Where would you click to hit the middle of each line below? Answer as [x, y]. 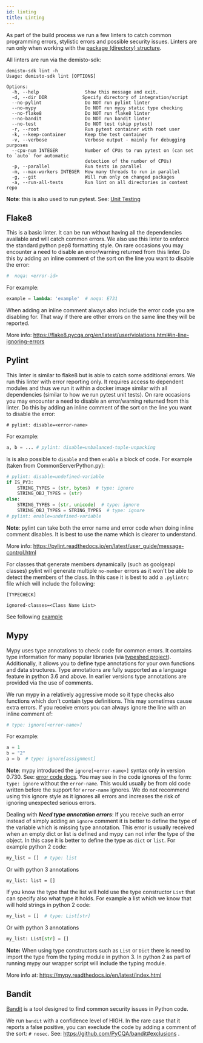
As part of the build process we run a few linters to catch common [89, 35]
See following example [35, 617]
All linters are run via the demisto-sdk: [54, 60]
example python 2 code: [37, 847]
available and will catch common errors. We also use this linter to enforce [98, 239]
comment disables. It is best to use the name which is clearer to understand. [101, 534]
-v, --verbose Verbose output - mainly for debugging [99, 140]
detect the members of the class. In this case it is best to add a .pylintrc [98, 577]
